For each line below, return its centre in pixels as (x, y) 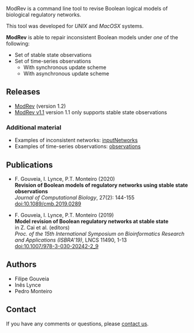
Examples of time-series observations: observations (77, 146)
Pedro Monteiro (33, 291)
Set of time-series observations (53, 61)
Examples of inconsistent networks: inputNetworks (76, 140)
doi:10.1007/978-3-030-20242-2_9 (56, 246)
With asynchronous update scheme (66, 73)
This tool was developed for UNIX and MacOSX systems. (75, 26)
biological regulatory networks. (44, 15)
